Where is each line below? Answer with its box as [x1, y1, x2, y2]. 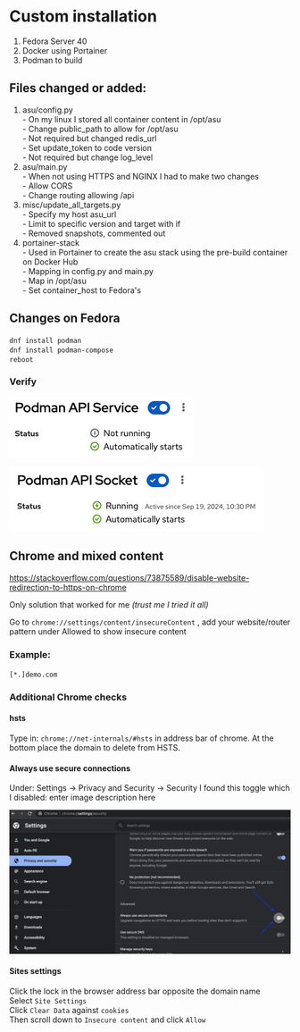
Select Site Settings [9, 994, 87, 1006]
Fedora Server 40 [21, 36, 87, 46]
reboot [9, 355, 34, 364]
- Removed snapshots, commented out [21, 228, 166, 239]
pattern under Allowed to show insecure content [9, 625, 187, 636]
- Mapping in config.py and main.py [21, 265, 154, 276]
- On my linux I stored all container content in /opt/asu [21, 113, 221, 124]
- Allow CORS [21, 180, 73, 191]
